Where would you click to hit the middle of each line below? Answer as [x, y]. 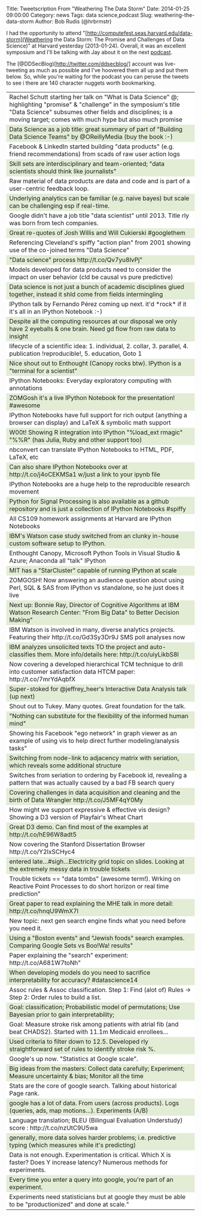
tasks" [18, 748]
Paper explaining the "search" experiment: [69, 955]
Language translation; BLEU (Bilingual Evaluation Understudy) [96, 1120]
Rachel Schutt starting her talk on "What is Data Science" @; [94, 97]
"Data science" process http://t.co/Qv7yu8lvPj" [76, 260]
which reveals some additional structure [65, 766]
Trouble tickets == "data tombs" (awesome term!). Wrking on [95, 879]
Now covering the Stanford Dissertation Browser [77, 844]
